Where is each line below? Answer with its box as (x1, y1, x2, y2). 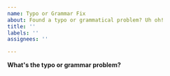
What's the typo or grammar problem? (7, 61, 121, 69)
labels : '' (7, 29, 39, 37)
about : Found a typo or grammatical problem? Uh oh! (7, 17, 164, 23)
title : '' (7, 23, 36, 30)
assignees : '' (7, 36, 49, 43)
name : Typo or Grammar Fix (7, 10, 86, 17)
